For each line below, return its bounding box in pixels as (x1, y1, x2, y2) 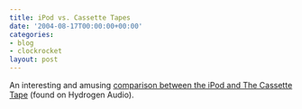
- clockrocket (9, 47, 63, 56)
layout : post (9, 55, 59, 64)
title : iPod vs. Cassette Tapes (9, 13, 131, 23)
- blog (9, 38, 34, 48)
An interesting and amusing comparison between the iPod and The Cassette (9, 80, 293, 90)
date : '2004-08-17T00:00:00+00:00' (9, 22, 143, 31)
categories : (9, 30, 54, 39)
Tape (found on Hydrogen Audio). (9, 89, 134, 100)
